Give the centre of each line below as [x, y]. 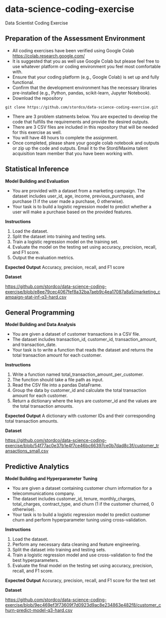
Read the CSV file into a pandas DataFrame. [57, 385]
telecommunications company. [44, 494]
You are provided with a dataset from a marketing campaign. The [79, 190]
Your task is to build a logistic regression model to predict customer [81, 515]
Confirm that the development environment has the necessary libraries [84, 88]
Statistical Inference [37, 169]
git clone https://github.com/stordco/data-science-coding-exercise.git [82, 107]
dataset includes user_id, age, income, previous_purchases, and [78, 196]
